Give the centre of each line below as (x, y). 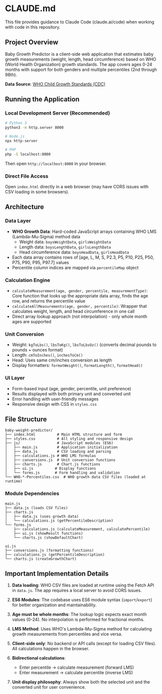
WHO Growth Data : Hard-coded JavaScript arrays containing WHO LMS (84, 231)
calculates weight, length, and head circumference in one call (73, 311)
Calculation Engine (28, 280)
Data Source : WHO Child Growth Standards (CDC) (55, 84)
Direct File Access (27, 176)
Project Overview (32, 42)
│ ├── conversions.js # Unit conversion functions (60, 460)
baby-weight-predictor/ (29, 430)
